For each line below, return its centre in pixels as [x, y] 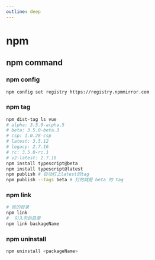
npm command [35, 63]
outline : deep [24, 12]
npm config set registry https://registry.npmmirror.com [78, 92]
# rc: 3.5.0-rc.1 [28, 152]
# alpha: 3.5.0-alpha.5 [35, 125]
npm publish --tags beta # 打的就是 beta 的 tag [65, 180]
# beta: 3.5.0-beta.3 [33, 130]
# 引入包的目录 [23, 219]
